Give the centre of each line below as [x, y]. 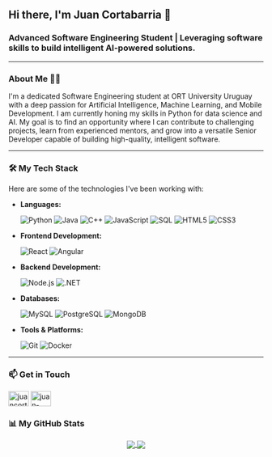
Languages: [40, 205]
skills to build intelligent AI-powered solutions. [102, 48]
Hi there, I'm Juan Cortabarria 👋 [90, 15]
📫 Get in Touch [39, 374]
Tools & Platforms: [51, 330]
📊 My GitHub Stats [47, 423]
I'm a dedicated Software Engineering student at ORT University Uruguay [130, 96]
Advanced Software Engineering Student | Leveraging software [136, 38]
